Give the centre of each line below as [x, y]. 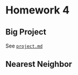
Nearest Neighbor [39, 64]
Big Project [26, 32]
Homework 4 [38, 10]
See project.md [24, 46]
